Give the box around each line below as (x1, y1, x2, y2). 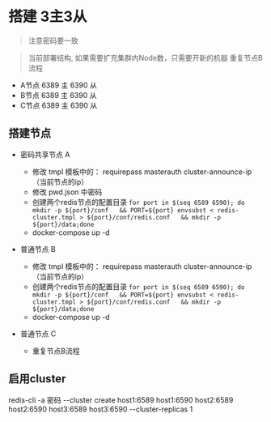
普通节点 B (19, 244, 56, 254)
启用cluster (8, 372, 66, 386)
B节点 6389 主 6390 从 (19, 90, 97, 100)
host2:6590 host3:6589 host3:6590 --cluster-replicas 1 (8, 404, 193, 414)
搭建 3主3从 (8, 7, 87, 26)
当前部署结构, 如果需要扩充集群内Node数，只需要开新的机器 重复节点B (28, 53, 263, 62)
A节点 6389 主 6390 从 (19, 80, 97, 90)
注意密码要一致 (28, 36, 78, 45)
